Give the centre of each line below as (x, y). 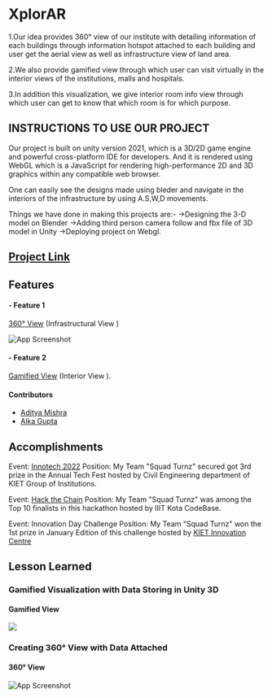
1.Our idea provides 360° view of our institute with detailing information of (132, 37)
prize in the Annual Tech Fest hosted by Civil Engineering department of (129, 475)
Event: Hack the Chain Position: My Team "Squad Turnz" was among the (130, 499)
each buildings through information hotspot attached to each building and (132, 45)
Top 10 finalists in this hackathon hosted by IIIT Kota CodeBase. (115, 508)
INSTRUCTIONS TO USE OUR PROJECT (109, 128)
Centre (20, 541)
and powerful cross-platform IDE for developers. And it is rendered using (131, 156)
